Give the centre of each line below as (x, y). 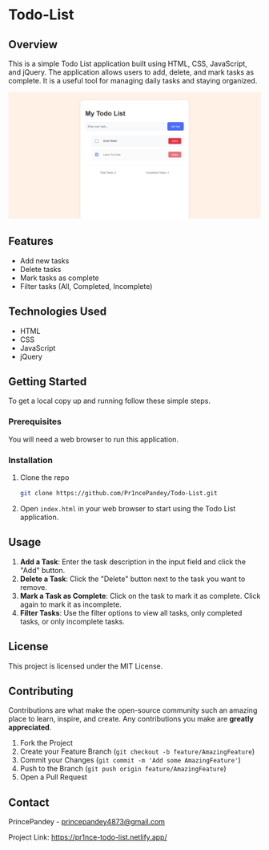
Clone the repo (44, 478)
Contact (29, 802)
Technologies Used (57, 312)
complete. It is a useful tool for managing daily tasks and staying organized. (133, 81)
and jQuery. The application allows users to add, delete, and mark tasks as (131, 72)
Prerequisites (35, 421)
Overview (33, 45)
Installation (31, 460)
